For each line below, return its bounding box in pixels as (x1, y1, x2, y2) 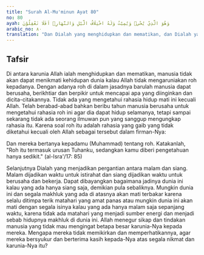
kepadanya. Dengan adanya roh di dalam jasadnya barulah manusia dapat (6, 83, 191, 90)
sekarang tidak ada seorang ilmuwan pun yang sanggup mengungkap (6, 115, 181, 122)
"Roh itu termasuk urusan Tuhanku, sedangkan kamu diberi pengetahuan (6, 146, 189, 154)
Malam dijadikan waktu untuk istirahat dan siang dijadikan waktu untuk (6, 171, 183, 178)
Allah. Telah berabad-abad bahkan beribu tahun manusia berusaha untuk (6, 102, 189, 109)
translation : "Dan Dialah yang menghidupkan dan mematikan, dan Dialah (6, 32, 191, 38)
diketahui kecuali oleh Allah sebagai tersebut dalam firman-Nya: (6, 128, 166, 135)
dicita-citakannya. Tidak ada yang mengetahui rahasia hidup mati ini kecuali (6, 95, 196, 103)
